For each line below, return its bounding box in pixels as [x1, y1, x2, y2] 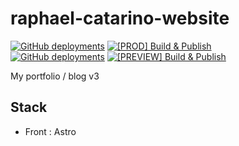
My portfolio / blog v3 [10, 70, 100, 82]
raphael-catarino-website [10, 7, 230, 30]
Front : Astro [24, 125, 77, 137]
